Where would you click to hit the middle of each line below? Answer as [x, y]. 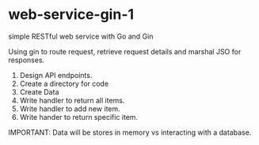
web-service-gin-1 [71, 15]
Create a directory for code [64, 84]
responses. [27, 60]
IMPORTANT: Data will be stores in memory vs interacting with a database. [130, 132]
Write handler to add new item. [70, 109]
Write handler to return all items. [72, 100]
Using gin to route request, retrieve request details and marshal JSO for [125, 51]
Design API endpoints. [56, 75]
